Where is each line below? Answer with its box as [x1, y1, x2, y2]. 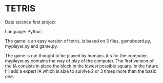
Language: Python [5, 28, 42, 34]
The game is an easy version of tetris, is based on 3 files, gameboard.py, [5, 38, 151, 44]
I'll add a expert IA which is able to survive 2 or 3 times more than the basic [5, 68, 157, 74]
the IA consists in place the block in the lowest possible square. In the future [5, 63, 159, 69]
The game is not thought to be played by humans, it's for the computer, [5, 52, 148, 59]
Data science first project [5, 19, 56, 25]
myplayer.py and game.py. [5, 43, 58, 49]
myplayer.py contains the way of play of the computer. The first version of [5, 58, 154, 63]
